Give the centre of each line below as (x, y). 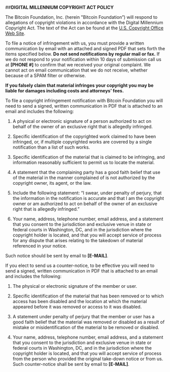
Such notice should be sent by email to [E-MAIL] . (57, 256)
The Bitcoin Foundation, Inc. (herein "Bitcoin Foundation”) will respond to (81, 17)
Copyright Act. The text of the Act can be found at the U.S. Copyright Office (84, 28)
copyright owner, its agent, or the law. (52, 183)
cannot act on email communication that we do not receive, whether (77, 70)
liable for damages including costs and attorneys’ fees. (65, 91)
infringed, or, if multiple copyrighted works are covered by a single (82, 142)
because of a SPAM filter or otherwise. (46, 75)
